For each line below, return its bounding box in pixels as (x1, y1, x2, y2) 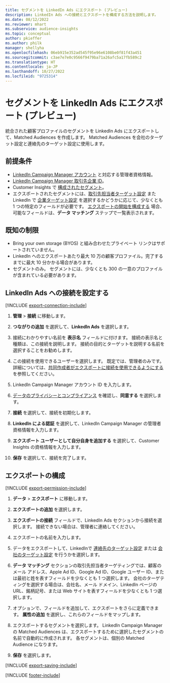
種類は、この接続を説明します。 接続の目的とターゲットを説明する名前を (12, 341, 165, 347)
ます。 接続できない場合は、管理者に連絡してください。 (21, 524, 138, 530)
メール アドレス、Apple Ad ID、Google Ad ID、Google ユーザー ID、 (12, 569, 156, 575)
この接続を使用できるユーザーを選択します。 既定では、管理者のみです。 (12, 358, 164, 364)
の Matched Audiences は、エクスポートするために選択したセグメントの (12, 629, 164, 635)
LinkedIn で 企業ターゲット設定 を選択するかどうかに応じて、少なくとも (12, 197, 163, 203)
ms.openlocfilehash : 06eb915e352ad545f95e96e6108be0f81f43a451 (5, 50, 142, 55)
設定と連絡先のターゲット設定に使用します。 (14, 141, 108, 147)
